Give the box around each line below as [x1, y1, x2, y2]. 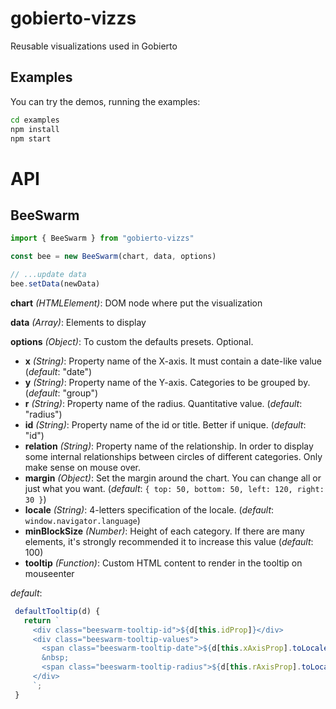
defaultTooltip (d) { [14, 606, 101, 616]
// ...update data [10, 270, 87, 280]
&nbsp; [41, 653, 70, 663]
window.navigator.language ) [24, 514, 141, 526]
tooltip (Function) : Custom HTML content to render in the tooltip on [24, 557, 303, 569]
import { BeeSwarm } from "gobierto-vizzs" [10, 233, 195, 244]
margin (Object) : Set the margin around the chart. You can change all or [24, 472, 322, 484]
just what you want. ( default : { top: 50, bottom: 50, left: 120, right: [24, 482, 325, 494]
